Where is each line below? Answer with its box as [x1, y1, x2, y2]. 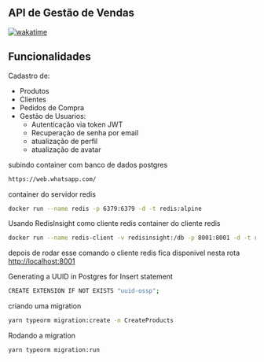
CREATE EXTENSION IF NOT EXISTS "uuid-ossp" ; [8, 287, 159, 295]
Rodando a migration [8, 331, 76, 340]
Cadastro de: [8, 71, 50, 80]
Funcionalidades [8, 50, 92, 64]
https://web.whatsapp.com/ [8, 175, 97, 183]
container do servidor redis [8, 189, 97, 199]
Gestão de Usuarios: [19, 111, 86, 120]
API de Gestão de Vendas [8, 6, 135, 20]
